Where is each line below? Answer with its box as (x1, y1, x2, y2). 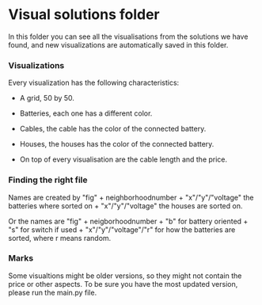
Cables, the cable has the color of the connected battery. (19, 124, 207, 134)
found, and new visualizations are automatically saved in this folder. (8, 40, 229, 49)
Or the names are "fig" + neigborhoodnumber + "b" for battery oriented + (8, 216, 249, 226)
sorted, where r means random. (8, 233, 112, 242)
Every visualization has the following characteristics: (8, 78, 180, 88)
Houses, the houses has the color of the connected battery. (19, 139, 215, 149)
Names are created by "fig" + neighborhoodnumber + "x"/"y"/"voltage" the (8, 193, 254, 202)
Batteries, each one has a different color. (19, 109, 153, 118)
